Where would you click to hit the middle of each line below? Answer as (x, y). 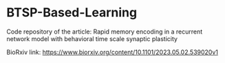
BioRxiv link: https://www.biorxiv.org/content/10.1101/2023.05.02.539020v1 (112, 52)
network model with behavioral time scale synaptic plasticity (92, 38)
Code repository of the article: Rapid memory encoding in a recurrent (105, 32)
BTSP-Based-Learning (72, 13)
